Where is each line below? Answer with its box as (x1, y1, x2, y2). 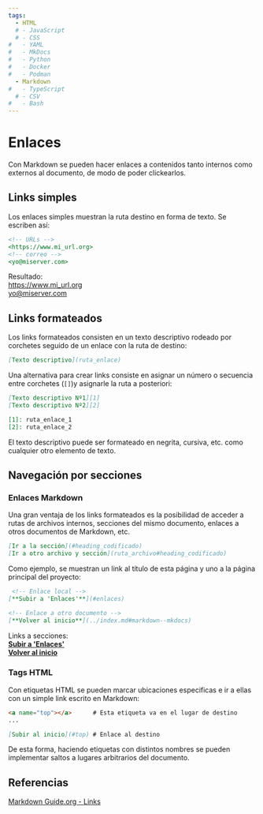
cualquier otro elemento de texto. (8, 445, 117, 455)
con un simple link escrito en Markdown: (8, 693, 140, 703)
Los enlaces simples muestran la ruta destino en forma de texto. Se (8, 212, 227, 221)
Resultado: (8, 272, 43, 281)
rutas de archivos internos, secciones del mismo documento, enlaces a (8, 519, 239, 528)
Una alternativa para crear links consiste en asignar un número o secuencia (8, 370, 254, 380)
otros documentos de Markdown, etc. (8, 527, 130, 537)
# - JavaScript (15, 26, 65, 34)
